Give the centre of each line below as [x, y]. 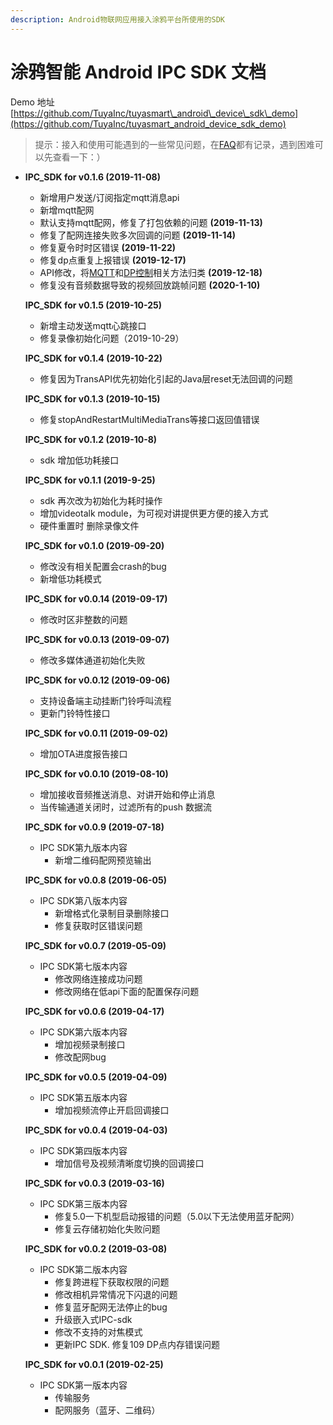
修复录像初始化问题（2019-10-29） [112, 338]
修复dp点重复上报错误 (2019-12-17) [113, 260]
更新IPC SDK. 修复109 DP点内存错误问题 [137, 1344]
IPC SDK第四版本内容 [83, 1150]
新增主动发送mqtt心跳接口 [93, 325]
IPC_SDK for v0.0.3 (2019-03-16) [94, 1183]
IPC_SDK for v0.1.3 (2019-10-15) [92, 398]
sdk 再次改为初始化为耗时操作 [101, 500]
